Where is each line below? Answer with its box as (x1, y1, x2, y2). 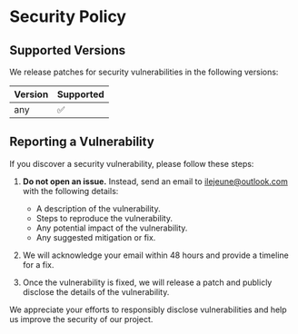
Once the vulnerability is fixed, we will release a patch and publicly (22, 277, 273, 288)
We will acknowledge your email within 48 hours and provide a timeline (22, 250, 289, 260)
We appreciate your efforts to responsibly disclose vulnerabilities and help (9, 304, 288, 315)
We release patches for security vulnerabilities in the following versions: (9, 66, 279, 77)
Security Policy (9, 6, 127, 27)
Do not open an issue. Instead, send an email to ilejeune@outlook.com (22, 175, 288, 187)
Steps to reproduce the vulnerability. (35, 212, 173, 223)
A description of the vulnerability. (35, 202, 161, 214)
